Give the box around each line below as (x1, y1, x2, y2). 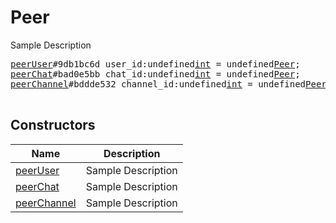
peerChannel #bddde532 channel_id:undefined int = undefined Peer (10, 78, 327, 90)
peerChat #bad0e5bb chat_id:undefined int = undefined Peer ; (10, 68, 301, 80)
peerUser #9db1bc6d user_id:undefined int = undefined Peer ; (10, 58, 301, 70)
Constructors (10, 117, 96, 134)
